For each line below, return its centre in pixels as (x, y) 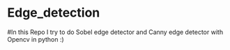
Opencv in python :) (36, 39)
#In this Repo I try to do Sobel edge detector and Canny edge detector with (115, 32)
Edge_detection (54, 13)
